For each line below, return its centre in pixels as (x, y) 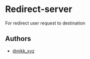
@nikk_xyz (23, 50)
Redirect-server (39, 9)
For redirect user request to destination (45, 23)
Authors (18, 39)
